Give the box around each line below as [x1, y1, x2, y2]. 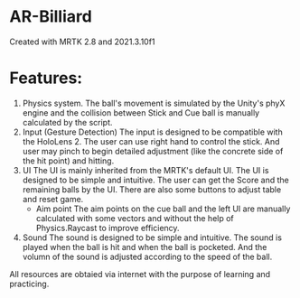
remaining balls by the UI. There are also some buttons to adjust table [22, 183, 282, 195]
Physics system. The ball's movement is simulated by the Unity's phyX [22, 98, 286, 108]
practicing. [9, 278, 50, 289]
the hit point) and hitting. [22, 155, 115, 166]
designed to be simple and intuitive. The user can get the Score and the [22, 174, 289, 185]
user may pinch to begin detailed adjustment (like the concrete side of [22, 145, 284, 156]
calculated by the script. [22, 116, 113, 127]
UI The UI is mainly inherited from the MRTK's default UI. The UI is [22, 164, 269, 175]
